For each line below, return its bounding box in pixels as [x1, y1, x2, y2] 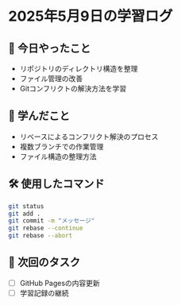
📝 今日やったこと [8, 41, 91, 55]
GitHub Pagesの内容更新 [19, 278, 101, 288]
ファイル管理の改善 [19, 74, 83, 83]
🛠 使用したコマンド [8, 177, 105, 191]
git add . [8, 210, 41, 218]
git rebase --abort [8, 232, 73, 240]
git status [8, 202, 44, 210]
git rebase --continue [8, 224, 83, 233]
